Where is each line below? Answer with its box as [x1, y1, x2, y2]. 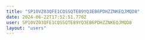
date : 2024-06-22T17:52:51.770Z [6, 14, 87, 20]
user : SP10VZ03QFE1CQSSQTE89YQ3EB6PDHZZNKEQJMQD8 [6, 19, 132, 25]
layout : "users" [6, 25, 47, 31]
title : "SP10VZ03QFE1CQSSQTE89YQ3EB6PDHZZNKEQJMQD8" [6, 8, 140, 15]
